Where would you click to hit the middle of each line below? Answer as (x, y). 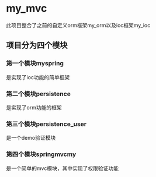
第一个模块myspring (35, 63)
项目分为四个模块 (37, 45)
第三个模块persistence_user (46, 124)
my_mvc (27, 8)
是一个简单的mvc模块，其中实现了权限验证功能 (62, 168)
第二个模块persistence (39, 94)
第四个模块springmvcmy (41, 154)
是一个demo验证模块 (31, 138)
